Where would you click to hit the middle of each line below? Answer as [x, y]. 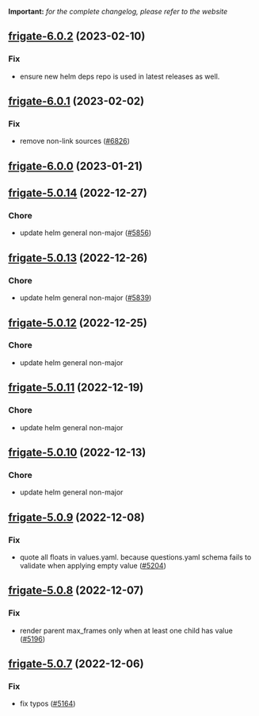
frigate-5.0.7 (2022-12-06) [76, 663]
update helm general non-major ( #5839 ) [86, 298]
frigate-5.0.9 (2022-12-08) [76, 517]
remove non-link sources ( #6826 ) [75, 141]
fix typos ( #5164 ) [48, 704]
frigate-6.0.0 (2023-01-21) [76, 166]
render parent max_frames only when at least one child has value [126, 630]
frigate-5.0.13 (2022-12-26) [78, 258]
